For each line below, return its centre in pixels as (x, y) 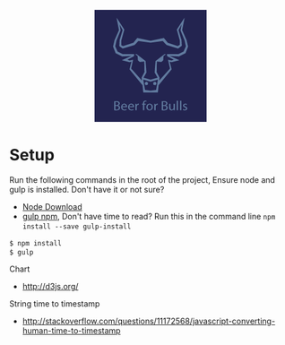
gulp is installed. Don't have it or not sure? (87, 189)
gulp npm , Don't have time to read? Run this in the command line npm (149, 216)
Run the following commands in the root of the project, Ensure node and (142, 179)
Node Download (52, 206)
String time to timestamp (55, 303)
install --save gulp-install (77, 226)
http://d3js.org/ (50, 286)
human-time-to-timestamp (71, 330)
